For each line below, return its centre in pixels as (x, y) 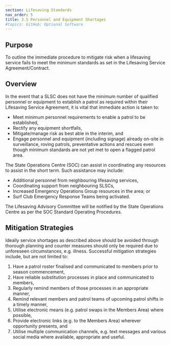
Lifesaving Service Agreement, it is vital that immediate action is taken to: (82, 107)
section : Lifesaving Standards (39, 10)
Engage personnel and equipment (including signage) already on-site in (88, 139)
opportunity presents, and (40, 326)
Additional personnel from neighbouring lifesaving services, (76, 180)
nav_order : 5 (19, 15)
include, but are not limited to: (37, 256)
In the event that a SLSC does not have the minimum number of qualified (82, 96)
